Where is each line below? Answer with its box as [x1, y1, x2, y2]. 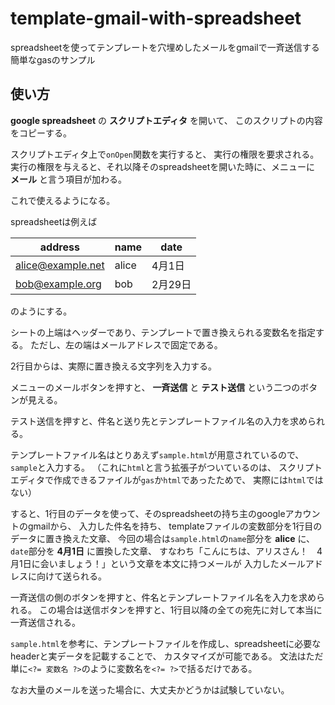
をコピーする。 [10, 127, 72, 139]
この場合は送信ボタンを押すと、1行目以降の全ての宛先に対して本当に [38, 603, 323, 616]
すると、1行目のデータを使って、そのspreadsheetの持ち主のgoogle [10, 507, 286, 519]
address [39, 240, 80, 254]
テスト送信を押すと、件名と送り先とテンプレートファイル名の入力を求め [10, 415, 308, 427]
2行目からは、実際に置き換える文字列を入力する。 [10, 360, 218, 372]
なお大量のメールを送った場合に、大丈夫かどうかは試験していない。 [10, 683, 290, 696]
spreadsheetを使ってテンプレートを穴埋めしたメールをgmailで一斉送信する [10, 41, 320, 53]
